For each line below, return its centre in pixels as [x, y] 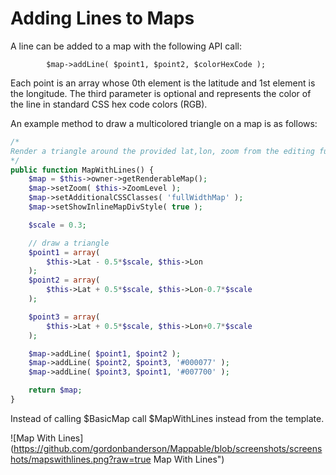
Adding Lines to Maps [102, 18]
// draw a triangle [69, 243]
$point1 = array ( [64, 252]
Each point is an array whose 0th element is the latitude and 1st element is [163, 83]
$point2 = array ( [64, 280]
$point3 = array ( [64, 317]
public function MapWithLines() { [82, 170]
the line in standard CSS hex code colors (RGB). [109, 104]
